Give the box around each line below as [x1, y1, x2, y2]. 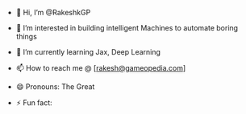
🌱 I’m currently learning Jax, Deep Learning [15, 47, 161, 56]
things [15, 32, 38, 41]
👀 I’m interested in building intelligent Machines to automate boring [15, 23, 239, 32]
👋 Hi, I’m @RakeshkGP [15, 8, 91, 17]
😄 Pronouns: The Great [15, 82, 95, 92]
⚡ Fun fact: [15, 98, 52, 108]
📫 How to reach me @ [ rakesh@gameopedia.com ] [15, 63, 186, 72]
